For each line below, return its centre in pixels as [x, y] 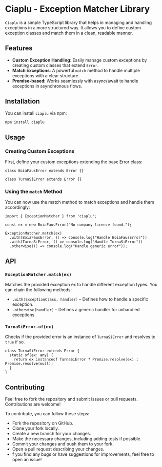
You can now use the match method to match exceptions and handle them [80, 202]
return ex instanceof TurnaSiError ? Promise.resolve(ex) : [76, 360]
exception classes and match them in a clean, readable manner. [69, 33]
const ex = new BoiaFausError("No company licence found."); [69, 225]
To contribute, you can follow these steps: [47, 414]
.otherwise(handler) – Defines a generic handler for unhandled [76, 310]
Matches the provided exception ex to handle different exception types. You [81, 285]
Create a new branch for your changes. [51, 434]
